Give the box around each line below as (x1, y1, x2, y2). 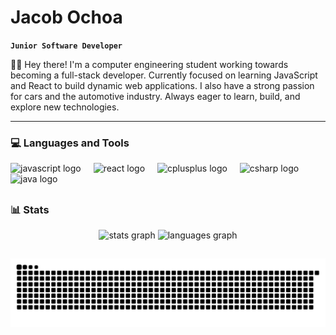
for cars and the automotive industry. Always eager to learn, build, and (10, 90, 301, 102)
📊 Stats (10, 202, 50, 216)
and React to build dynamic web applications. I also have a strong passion (10, 79, 315, 91)
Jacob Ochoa (10, 6, 123, 29)
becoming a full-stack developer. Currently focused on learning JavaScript (10, 69, 318, 81)
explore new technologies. (10, 101, 120, 113)
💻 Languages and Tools (10, 136, 130, 150)
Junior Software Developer (10, 41, 123, 51)
